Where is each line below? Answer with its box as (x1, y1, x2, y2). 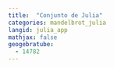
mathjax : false (8, 33, 58, 41)
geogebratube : (8, 41, 55, 48)
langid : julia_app (8, 26, 68, 34)
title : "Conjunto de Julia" (8, 11, 103, 20)
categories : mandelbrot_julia (8, 19, 107, 27)
